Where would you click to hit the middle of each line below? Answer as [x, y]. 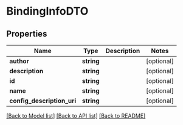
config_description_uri [43, 101]
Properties [27, 34]
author [19, 61]
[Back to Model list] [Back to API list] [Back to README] [76, 116]
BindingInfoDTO [47, 11]
